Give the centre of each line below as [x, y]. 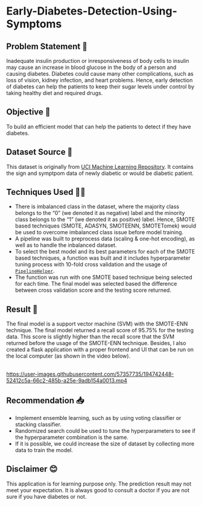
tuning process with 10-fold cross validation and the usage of [91, 264]
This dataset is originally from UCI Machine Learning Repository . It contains [100, 166]
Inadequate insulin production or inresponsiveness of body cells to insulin [98, 61]
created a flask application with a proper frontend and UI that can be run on [100, 350]
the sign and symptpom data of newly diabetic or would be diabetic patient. [100, 173]
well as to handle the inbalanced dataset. [66, 245]
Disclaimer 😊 [32, 469]
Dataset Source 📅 [39, 152]
